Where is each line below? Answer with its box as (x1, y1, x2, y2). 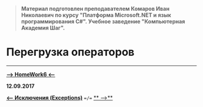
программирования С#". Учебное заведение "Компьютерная (21, 18, 185, 25)
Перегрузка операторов (6, 45, 135, 59)
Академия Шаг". (21, 24, 65, 31)
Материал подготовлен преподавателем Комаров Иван (21, 5, 170, 12)
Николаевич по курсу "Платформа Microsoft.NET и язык (21, 11, 172, 19)
